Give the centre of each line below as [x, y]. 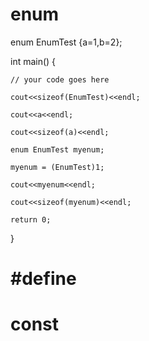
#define [43, 279]
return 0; [31, 219]
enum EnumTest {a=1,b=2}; [66, 42]
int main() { [33, 61]
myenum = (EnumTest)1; [57, 167]
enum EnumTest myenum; [57, 149]
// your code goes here [60, 79]
